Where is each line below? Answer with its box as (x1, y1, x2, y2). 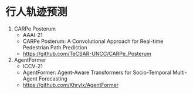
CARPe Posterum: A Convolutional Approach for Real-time (22, 38, 164, 45)
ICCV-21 (22, 62, 43, 69)
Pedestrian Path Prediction (22, 43, 87, 51)
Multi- (172, 69, 187, 76)
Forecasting (38, 75, 68, 82)
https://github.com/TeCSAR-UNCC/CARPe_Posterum (22, 50, 151, 57)
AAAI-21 (22, 31, 43, 38)
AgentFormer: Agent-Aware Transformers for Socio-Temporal (22, 69, 171, 76)
